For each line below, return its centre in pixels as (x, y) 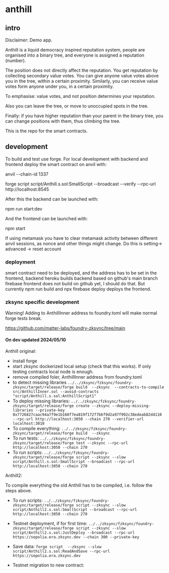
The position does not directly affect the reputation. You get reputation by (82, 70)
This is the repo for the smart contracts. (46, 131)
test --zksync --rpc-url (102, 443)
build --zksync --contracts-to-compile (120, 387)
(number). (16, 61)
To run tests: (25, 438)
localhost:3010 (29, 423)
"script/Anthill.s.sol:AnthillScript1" (54, 396)
